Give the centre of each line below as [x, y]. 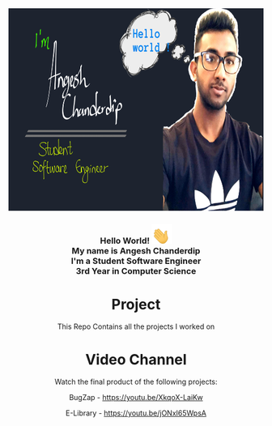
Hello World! [125, 241]
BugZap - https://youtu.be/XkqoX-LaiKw [136, 398]
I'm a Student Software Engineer [136, 261]
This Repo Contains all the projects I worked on [136, 326]
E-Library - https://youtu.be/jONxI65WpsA [136, 413]
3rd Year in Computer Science [136, 271]
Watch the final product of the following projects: [136, 382]
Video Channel [136, 359]
